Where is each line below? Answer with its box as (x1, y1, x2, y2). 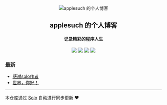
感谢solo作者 (12, 73, 39, 79)
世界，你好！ (12, 79, 39, 85)
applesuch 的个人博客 (49, 21, 118, 30)
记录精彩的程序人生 (64, 36, 103, 42)
